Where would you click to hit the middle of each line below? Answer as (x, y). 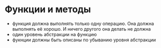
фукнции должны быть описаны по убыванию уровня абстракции (84, 40)
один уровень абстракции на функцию (54, 34)
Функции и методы (48, 9)
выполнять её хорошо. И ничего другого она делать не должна (82, 29)
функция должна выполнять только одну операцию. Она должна (83, 23)
